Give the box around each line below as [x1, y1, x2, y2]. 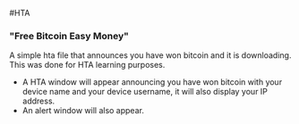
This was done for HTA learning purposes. [9, 60, 166, 70]
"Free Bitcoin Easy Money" [9, 29, 130, 42]
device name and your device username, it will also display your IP [21, 87, 269, 97]
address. [21, 95, 56, 106]
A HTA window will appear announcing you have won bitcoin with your [21, 77, 283, 87]
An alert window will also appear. [21, 105, 145, 116]
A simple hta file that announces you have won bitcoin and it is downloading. [9, 50, 292, 61]
